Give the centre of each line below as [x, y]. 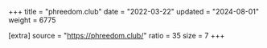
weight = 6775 [32, 20]
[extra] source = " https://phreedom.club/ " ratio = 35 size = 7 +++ [117, 36]
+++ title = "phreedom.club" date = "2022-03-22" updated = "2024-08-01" [134, 12]
